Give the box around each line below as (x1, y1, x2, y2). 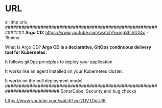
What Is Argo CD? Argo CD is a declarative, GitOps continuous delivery (5, 44, 152, 50)
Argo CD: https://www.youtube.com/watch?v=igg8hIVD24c (25, 29, 146, 35)
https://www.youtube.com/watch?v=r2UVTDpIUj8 (5, 97, 106, 103)
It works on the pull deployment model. (5, 78, 84, 84)
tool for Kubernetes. (5, 49, 47, 55)
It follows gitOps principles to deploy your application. (5, 59, 114, 65)
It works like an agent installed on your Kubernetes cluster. (5, 68, 123, 74)
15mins (5, 35, 20, 41)
